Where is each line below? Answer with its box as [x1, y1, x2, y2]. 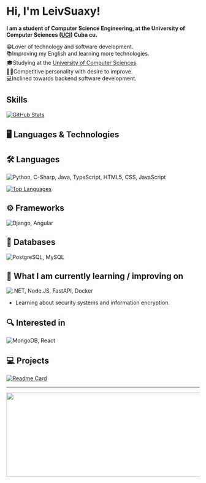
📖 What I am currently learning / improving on [6, 271, 184, 281]
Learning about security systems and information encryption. [15, 299, 170, 307]
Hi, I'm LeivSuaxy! [6, 4, 101, 18]
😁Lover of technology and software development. [6, 43, 134, 50]
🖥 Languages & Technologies [6, 130, 120, 140]
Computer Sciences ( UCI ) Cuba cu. [6, 31, 98, 38]
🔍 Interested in [6, 317, 66, 328]
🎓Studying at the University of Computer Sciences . [6, 59, 138, 66]
